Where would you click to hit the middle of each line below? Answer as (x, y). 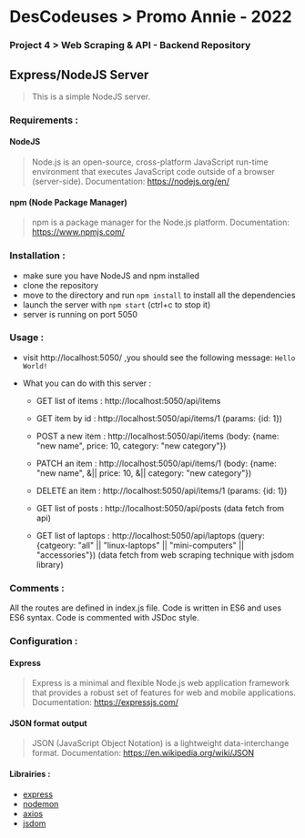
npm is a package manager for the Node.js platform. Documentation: (160, 222)
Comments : (37, 588)
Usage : (27, 338)
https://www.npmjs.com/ (78, 232)
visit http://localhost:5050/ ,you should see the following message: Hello (159, 358)
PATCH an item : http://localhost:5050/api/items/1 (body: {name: (157, 463)
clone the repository (61, 285)
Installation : (37, 256)
